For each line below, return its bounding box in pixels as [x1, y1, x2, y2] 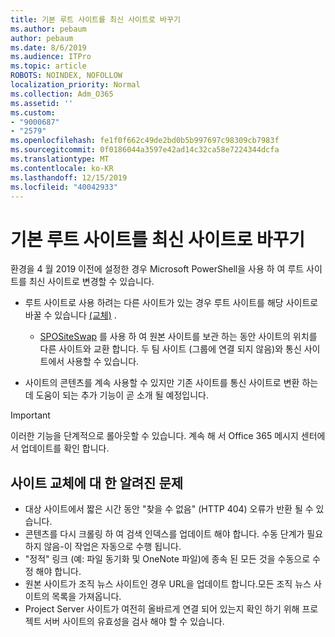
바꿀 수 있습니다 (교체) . [24, 309, 117, 321]
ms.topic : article [10, 61, 87, 71]
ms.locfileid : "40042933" [10, 182, 118, 192]
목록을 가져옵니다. [51, 591, 122, 603]
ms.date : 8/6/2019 [10, 42, 87, 53]
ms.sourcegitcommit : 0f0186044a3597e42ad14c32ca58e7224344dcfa [10, 145, 280, 155]
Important [10, 409, 51, 421]
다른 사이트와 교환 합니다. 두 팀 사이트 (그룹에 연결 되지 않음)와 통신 [39, 343, 302, 355]
